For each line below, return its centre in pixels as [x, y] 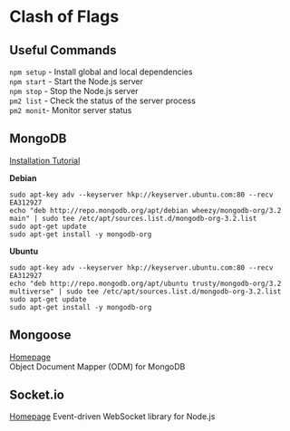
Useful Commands [63, 50]
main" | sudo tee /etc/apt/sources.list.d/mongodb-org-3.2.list [133, 218]
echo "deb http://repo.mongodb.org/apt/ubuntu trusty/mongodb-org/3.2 [145, 283]
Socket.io [37, 395]
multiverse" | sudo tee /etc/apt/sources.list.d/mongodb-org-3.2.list [145, 292]
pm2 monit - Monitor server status [71, 110]
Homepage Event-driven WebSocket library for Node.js [112, 417]
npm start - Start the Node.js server [76, 81]
